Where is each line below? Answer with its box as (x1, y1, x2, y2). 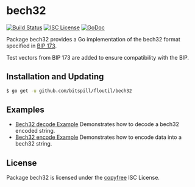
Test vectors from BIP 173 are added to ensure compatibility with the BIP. (6, 54, 190, 61)
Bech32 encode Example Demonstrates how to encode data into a (15, 133, 182, 141)
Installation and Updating (6, 71, 104, 82)
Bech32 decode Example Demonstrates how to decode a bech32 (15, 121, 180, 128)
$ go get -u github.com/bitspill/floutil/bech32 (6, 88, 132, 94)
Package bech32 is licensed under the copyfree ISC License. (6, 174, 160, 182)
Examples (6, 105, 44, 115)
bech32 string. (15, 140, 52, 147)
